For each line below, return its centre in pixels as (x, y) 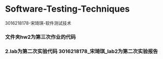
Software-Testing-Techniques (68, 9)
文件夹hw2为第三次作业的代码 (40, 37)
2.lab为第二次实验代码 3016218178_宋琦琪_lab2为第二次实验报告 (81, 51)
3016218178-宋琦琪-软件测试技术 (38, 23)
